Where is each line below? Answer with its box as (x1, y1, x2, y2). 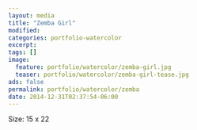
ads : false (8, 78, 44, 86)
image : (8, 56, 30, 64)
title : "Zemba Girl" (8, 19, 77, 27)
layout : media (8, 11, 55, 20)
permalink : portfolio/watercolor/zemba (8, 85, 140, 94)
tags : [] (8, 48, 37, 56)
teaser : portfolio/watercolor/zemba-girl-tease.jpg (15, 71, 190, 78)
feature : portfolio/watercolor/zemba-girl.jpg (15, 63, 172, 71)
